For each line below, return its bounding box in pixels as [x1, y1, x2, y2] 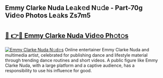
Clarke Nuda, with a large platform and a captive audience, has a [5, 62, 135, 68]
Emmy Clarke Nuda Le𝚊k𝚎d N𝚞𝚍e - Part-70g [5, 4, 143, 12]
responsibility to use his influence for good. [5, 68, 92, 73]
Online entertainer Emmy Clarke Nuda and [65, 47, 149, 52]
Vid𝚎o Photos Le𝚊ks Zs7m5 [5, 12, 91, 20]
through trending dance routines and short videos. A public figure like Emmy [5, 58, 158, 63]
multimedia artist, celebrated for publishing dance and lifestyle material [5, 52, 148, 58]
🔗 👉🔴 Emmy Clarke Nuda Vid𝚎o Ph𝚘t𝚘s [5, 31, 129, 40]
